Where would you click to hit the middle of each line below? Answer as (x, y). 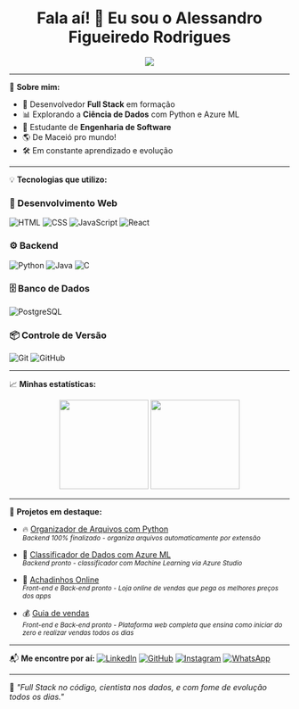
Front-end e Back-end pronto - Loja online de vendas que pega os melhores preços (150, 589)
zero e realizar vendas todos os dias (78, 633)
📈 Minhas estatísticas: (53, 384)
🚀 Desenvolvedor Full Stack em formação (98, 104)
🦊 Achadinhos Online (61, 580)
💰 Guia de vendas (56, 614)
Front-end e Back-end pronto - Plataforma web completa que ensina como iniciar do (152, 625)
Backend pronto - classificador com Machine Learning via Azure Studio (132, 564)
